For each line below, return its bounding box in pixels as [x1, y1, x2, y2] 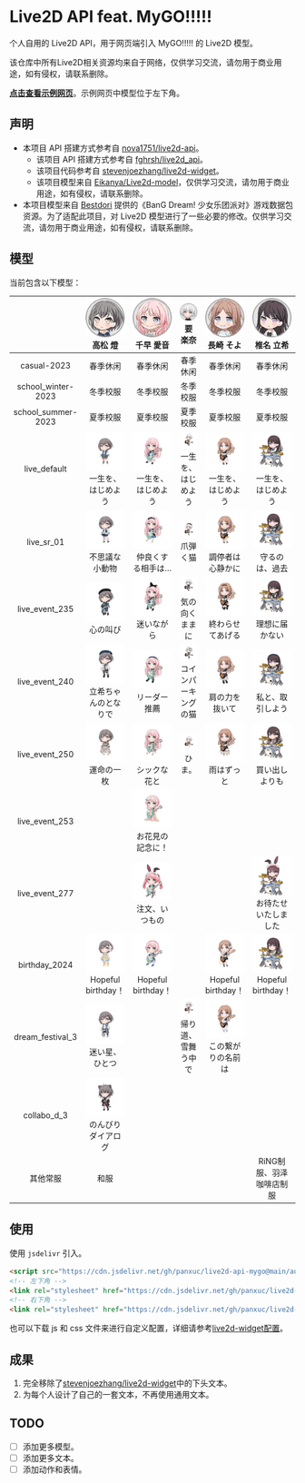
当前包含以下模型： [9, 277, 82, 288]
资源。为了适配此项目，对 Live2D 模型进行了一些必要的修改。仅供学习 [22, 211, 284, 222]
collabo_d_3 [23, 1110, 68, 1121]
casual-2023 [20, 361, 71, 371]
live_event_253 [16, 816, 74, 826]
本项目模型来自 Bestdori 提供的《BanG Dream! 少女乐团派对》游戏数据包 [22, 199, 293, 210]
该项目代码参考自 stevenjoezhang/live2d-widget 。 [35, 165, 224, 176]
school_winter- [16, 381, 74, 391]
